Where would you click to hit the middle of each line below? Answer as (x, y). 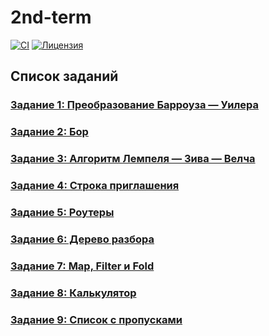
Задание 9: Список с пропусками (96, 319)
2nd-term (51, 17)
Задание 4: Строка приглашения (95, 186)
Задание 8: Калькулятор (73, 293)
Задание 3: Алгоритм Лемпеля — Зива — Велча (133, 159)
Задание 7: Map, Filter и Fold (82, 266)
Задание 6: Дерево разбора (82, 239)
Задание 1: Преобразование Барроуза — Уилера (134, 105)
